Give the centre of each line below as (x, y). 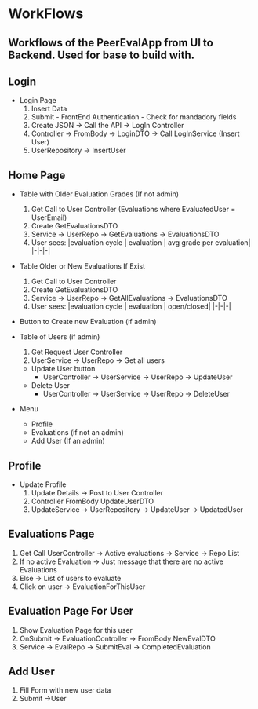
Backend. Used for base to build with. (101, 55)
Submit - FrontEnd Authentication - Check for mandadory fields (134, 117)
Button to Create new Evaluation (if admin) (88, 322)
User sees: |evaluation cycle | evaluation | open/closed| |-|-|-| (131, 306)
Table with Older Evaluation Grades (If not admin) (99, 194)
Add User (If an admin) (68, 441)
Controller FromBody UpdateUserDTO (93, 501)
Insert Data (49, 109)
